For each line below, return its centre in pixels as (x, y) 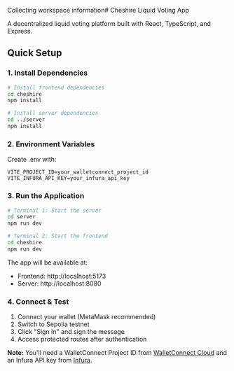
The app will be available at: (48, 262)
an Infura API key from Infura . (50, 360)
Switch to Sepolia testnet (53, 324)
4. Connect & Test (38, 302)
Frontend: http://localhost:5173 (62, 276)
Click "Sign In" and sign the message (71, 332)
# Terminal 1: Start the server (54, 210)
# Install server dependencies (53, 113)
